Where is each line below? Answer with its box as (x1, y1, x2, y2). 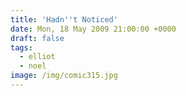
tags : (10, 42, 33, 53)
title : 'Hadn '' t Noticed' (10, 14, 118, 25)
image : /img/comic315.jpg (10, 71, 118, 81)
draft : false (10, 33, 65, 43)
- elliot (19, 52, 56, 62)
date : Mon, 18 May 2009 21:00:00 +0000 (10, 24, 177, 34)
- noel (19, 61, 47, 71)
